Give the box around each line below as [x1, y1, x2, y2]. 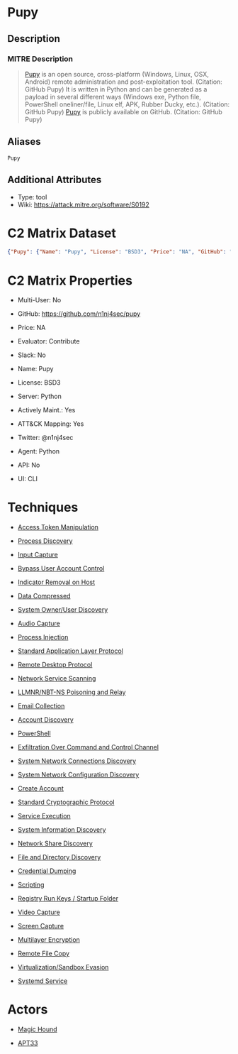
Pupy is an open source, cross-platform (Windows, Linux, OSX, [24, 70, 209, 78]
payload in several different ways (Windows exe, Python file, [24, 92, 202, 101]
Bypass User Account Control [17, 564, 105, 573]
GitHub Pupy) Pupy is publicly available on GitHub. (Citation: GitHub [24, 107, 223, 116]
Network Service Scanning [17, 674, 96, 683]
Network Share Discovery [17, 839, 93, 848]
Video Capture [17, 908, 60, 916]
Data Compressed [17, 592, 71, 600]
